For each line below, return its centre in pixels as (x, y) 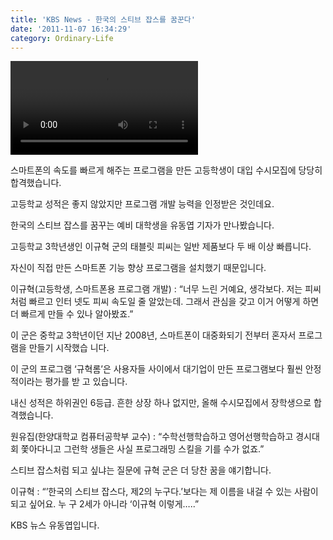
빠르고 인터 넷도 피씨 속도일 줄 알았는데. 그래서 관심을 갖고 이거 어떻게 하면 (174, 302)
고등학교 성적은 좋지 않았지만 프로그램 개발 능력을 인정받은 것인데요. (142, 204)
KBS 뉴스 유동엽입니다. (55, 525)
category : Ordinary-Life (62, 38)
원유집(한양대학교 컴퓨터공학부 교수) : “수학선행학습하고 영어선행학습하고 (152, 437)
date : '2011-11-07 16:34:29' (71, 29)
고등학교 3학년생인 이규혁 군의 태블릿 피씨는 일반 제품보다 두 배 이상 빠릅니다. (161, 247)
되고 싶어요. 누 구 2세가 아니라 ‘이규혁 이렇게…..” (105, 504)
